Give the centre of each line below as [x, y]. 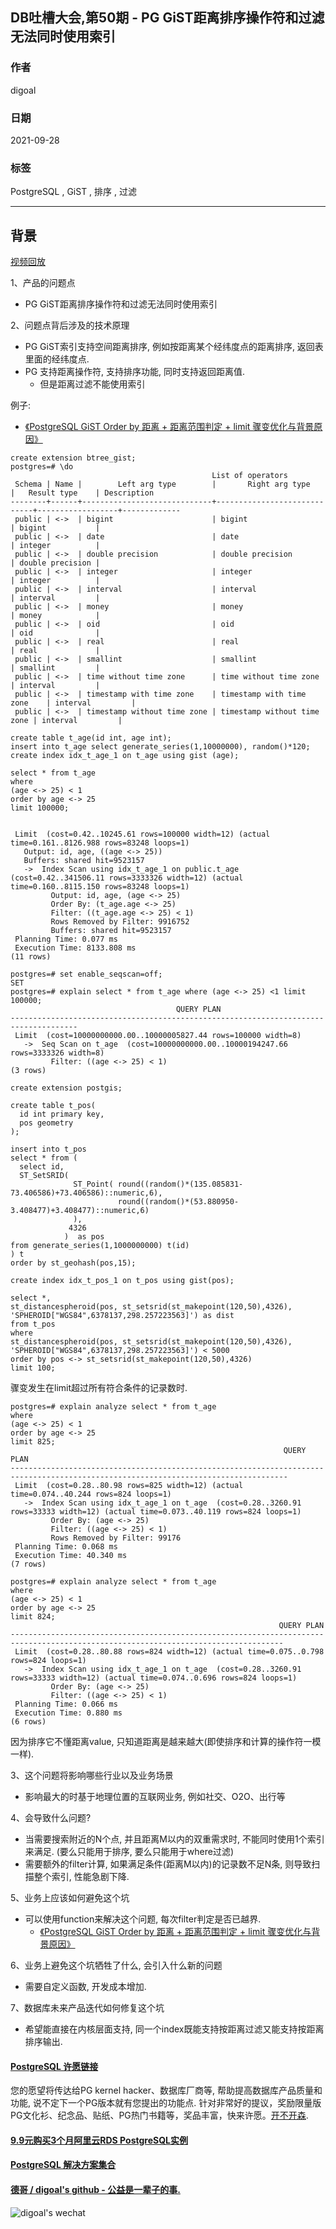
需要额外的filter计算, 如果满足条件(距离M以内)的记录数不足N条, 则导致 [168, 1864]
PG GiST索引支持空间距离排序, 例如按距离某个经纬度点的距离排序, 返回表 [174, 347]
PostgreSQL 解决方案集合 [63, 2165]
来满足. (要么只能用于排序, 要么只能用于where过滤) [129, 1852]
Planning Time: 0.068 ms [66, 1547]
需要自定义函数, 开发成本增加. [85, 1987]
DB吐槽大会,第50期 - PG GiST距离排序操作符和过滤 [167, 18]
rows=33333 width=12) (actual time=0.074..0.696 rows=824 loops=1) [154, 1678]
